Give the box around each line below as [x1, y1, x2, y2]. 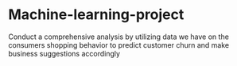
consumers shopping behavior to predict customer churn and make [8, 40, 229, 49]
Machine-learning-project [8, 6, 185, 24]
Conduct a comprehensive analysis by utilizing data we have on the [8, 32, 229, 41]
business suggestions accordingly [8, 49, 121, 58]
